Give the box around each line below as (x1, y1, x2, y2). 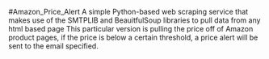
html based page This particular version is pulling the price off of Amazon (8, 24, 254, 33)
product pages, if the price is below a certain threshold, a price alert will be (8, 32, 258, 42)
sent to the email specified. (8, 41, 99, 51)
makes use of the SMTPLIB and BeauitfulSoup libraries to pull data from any (8, 15, 261, 25)
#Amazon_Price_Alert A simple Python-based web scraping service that (8, 7, 249, 16)
